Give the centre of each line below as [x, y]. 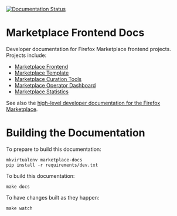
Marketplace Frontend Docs [75, 33]
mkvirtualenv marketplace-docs [44, 160]
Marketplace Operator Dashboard [55, 85]
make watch [19, 208]
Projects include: [26, 55]
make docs [18, 187]
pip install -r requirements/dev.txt [52, 165]
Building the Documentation [76, 133]
